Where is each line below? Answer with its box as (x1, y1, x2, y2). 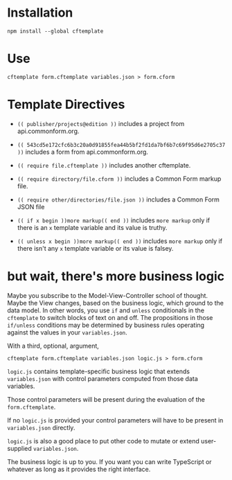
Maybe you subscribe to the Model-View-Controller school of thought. (7, 291, 208, 299)
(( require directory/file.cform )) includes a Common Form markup (17, 175, 222, 183)
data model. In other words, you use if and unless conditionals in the (7, 306, 205, 314)
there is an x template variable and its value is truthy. (17, 223, 168, 231)
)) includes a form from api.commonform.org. (17, 148, 149, 156)
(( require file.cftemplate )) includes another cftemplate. (17, 161, 191, 169)
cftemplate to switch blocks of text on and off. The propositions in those (7, 313, 213, 321)
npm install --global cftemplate (7, 28, 104, 35)
